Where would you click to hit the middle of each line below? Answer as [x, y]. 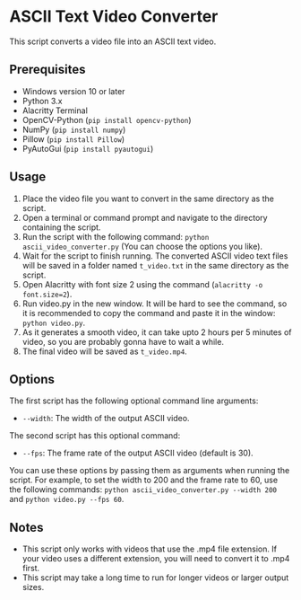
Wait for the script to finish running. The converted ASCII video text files [155, 256]
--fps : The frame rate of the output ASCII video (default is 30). [138, 453]
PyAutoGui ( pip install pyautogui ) [88, 148]
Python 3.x [42, 101]
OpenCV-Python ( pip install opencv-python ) [107, 119]
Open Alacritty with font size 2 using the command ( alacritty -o [142, 284]
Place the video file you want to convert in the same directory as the [148, 199]
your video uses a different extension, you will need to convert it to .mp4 [156, 559]
